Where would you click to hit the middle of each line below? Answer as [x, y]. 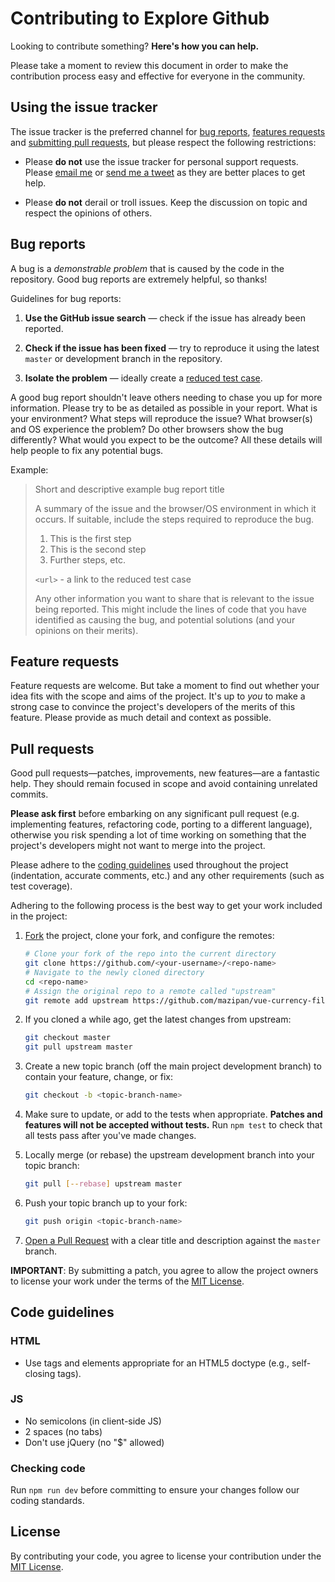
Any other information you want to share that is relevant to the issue [174, 598]
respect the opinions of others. [88, 213]
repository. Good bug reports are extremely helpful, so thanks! [139, 279]
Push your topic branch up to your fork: [106, 1203]
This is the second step [98, 549]
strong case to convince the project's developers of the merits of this [153, 707]
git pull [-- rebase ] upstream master [103, 1184]
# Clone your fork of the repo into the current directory [150, 954]
